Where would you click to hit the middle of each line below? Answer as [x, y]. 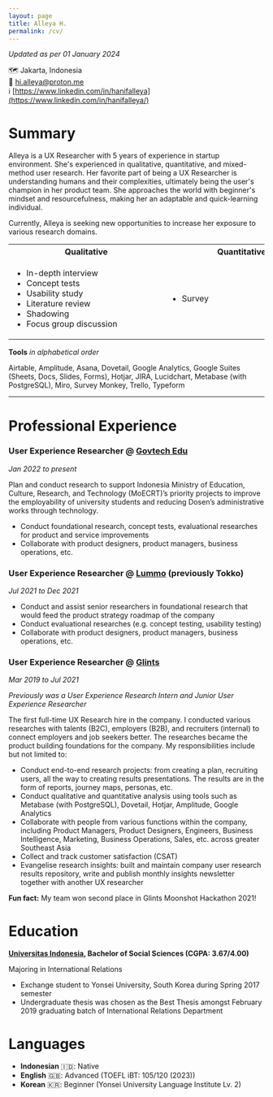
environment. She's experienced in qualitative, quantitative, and [115, 164]
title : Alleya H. [38, 24]
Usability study [55, 293]
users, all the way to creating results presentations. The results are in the [142, 779]
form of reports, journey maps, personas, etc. [96, 787]
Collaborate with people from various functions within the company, [134, 822]
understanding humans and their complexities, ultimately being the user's [131, 182]
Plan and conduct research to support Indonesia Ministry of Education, [127, 484]
